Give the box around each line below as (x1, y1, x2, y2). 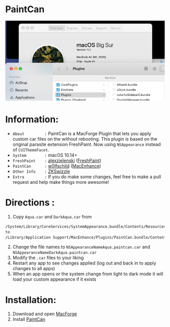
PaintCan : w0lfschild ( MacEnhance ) (12, 162, 101, 169)
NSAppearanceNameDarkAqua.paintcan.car (12, 250, 97, 255)
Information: (5, 114, 59, 125)
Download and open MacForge (12, 311, 77, 317)
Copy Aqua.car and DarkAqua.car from (12, 213, 92, 219)
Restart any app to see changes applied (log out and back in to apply (12, 260, 156, 266)
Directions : (5, 197, 55, 209)
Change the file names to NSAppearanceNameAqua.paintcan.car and (12, 244, 150, 250)
